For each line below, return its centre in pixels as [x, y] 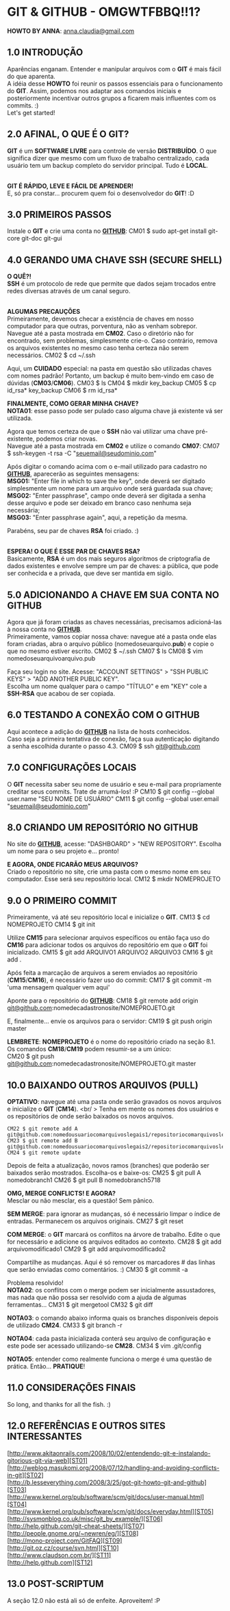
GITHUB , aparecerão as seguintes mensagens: [73, 474]
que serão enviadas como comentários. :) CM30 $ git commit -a [98, 1270]
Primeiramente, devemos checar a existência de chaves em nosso [100, 319]
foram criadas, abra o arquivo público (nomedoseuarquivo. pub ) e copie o [111, 644]
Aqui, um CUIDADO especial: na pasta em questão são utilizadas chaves [110, 369]
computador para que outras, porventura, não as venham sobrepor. [102, 326]
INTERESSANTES [44, 1437]
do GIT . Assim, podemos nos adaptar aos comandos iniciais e [94, 90]
